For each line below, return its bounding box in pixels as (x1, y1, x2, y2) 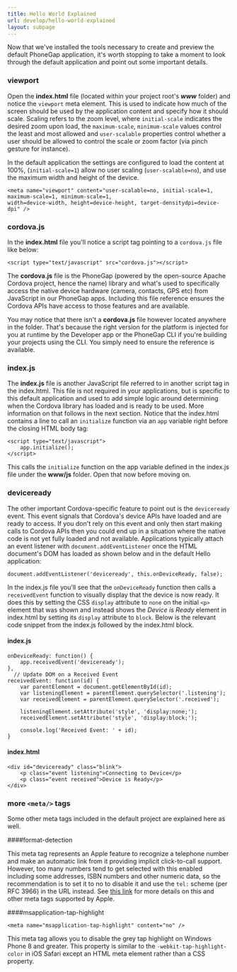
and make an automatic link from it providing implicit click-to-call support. (7, 857, 222, 866)
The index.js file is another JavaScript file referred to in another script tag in (7, 379, 230, 388)
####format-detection (7, 836, 73, 845)
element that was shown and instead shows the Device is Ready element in (7, 605, 227, 614)
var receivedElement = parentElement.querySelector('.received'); (20, 695, 220, 703)
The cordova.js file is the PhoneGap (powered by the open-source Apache (7, 271, 226, 280)
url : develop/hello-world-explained (7, 17, 115, 24)
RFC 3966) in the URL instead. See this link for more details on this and (7, 887, 214, 896)
